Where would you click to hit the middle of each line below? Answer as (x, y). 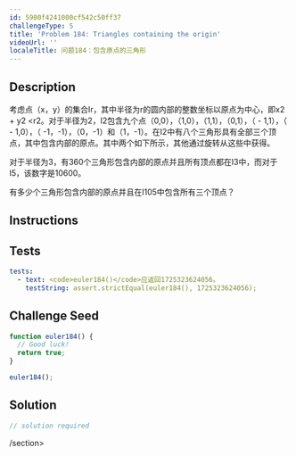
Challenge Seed (54, 316)
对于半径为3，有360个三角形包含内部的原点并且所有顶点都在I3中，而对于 (144, 162)
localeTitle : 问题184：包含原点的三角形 (78, 51)
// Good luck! (43, 344)
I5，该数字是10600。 (48, 173)
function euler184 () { (51, 336)
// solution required (49, 426)
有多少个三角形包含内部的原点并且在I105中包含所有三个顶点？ (122, 192)
